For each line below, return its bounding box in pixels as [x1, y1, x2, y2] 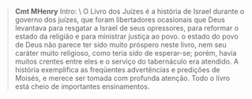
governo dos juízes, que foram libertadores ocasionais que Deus [14, 15, 226, 24]
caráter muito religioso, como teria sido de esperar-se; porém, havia [14, 49, 237, 57]
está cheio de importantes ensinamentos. [14, 82, 150, 91]
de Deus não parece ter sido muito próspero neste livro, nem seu [14, 40, 227, 49]
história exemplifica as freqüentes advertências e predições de [14, 65, 220, 74]
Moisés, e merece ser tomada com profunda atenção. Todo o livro [14, 74, 231, 82]
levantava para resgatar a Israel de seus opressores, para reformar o [14, 24, 239, 32]
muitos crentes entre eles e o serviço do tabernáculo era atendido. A [14, 57, 239, 66]
